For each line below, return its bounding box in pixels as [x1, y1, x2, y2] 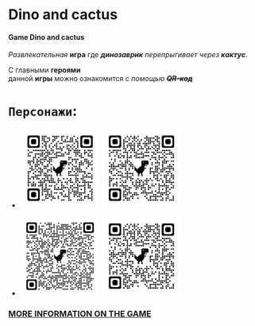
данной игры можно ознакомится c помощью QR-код [8, 74, 193, 83]
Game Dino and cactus [8, 32, 85, 41]
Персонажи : [8, 102, 78, 120]
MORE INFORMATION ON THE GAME [8, 309, 152, 320]
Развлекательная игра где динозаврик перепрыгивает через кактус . [8, 50, 248, 60]
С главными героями [8, 65, 81, 75]
